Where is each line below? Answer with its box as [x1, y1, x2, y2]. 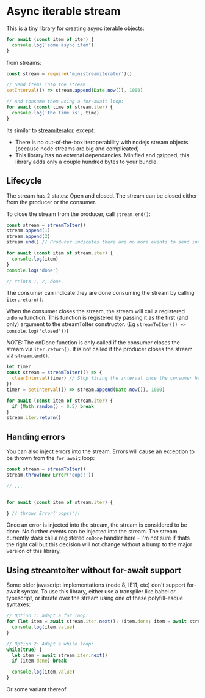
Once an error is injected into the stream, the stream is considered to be [6, 521, 187, 529]
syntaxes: [6, 601, 31, 608]
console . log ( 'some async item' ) [12, 42, 95, 48]
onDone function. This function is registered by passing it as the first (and [6, 314, 189, 322]
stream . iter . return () [6, 415, 62, 421]
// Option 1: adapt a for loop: [6, 613, 88, 619]
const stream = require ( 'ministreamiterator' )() [6, 70, 132, 77]
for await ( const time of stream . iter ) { [6, 104, 113, 111]
